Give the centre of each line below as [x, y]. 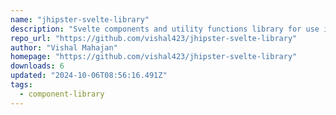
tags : [21, 85]
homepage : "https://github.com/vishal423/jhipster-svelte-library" [154, 57]
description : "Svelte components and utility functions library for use [165, 29]
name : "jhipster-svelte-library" [80, 19]
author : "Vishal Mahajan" [64, 47]
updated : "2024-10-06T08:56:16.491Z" [89, 76]
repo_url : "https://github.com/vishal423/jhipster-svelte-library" [154, 38]
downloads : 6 [37, 66]
